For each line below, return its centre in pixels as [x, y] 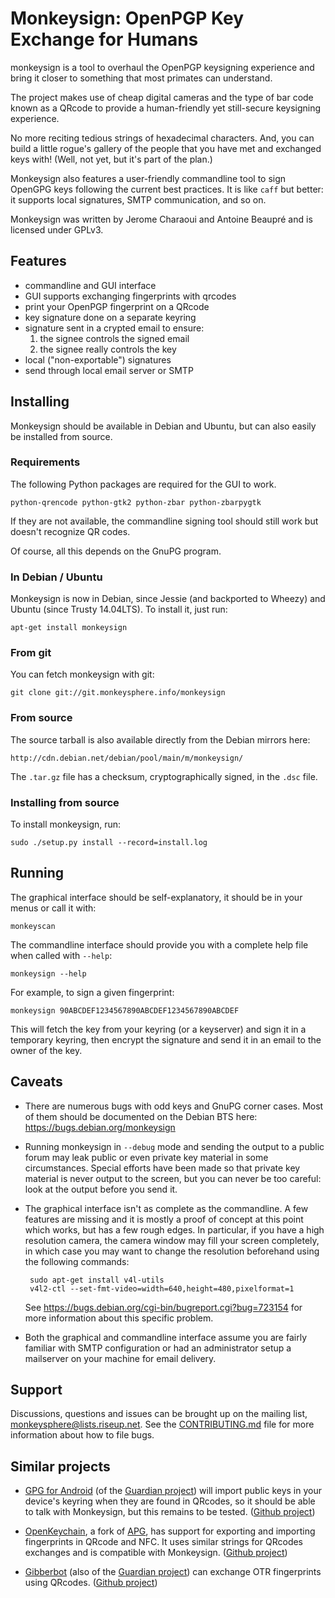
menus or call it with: [53, 908]
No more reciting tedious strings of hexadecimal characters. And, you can [162, 138]
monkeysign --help [48, 973]
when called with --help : [61, 955]
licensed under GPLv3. [57, 229]
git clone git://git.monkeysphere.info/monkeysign [118, 693]
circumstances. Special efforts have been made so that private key [162, 1168]
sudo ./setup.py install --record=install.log [109, 843]
